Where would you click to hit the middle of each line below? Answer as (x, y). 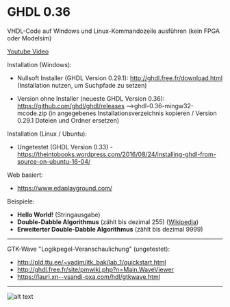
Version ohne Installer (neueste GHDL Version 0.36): (91, 98)
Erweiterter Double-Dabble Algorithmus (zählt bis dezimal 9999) (110, 229)
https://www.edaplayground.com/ (65, 188)
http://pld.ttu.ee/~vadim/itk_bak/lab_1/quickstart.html (91, 262)
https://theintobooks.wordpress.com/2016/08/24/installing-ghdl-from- (117, 154)
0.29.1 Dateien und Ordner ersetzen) (68, 120)
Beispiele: (21, 201)
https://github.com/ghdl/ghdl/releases (71, 106)
